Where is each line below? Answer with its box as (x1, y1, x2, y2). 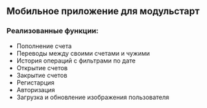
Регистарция (16, 78, 55, 87)
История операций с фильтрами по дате (16, 56, 136, 65)
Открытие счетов (16, 63, 68, 72)
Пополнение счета (16, 41, 72, 50)
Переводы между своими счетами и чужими (16, 49, 150, 57)
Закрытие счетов (16, 71, 68, 79)
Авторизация (16, 85, 56, 94)
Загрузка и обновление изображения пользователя (16, 93, 170, 101)
